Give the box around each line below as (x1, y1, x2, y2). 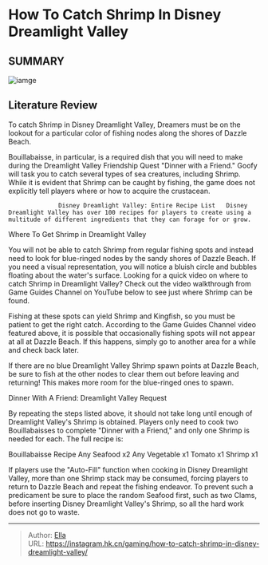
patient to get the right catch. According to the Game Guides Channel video (8, 319, 257, 329)
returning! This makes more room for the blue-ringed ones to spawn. (8, 377, 235, 387)
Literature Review (8, 98, 98, 113)
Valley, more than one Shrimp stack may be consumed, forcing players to (8, 473, 249, 483)
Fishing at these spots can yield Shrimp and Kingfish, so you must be (8, 311, 235, 321)
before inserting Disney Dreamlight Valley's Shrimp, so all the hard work (8, 499, 245, 508)
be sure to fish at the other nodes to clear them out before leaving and (8, 369, 239, 378)
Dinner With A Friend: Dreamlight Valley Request (8, 393, 167, 402)
